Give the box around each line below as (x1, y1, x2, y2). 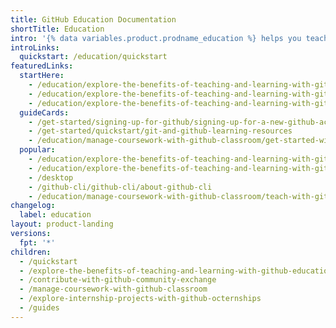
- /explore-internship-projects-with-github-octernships (19, 294, 262, 304)
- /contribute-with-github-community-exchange (19, 275, 217, 285)
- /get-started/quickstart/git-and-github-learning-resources (28, 126, 293, 136)
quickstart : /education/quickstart (19, 52, 168, 62)
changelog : (10, 201, 56, 211)
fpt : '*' (19, 237, 56, 248)
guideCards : (19, 107, 70, 118)
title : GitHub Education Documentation (10, 14, 177, 25)
